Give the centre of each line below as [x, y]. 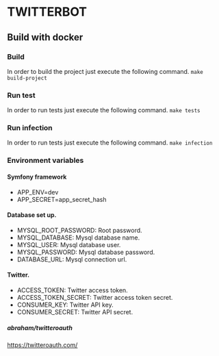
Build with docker [45, 37]
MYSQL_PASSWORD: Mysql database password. [86, 252]
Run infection [30, 128]
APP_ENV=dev [38, 192]
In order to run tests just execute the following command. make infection [110, 143]
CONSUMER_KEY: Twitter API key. [65, 305]
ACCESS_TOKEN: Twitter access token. [72, 290]
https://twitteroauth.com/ [42, 345]
